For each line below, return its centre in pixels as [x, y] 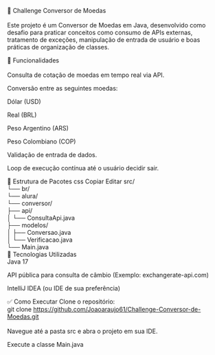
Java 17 [18, 262]
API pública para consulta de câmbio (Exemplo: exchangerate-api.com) [108, 275]
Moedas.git [23, 317]
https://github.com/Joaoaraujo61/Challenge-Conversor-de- [117, 309]
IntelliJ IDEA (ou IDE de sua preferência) [64, 288]
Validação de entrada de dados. [52, 155]
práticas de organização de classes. [58, 47]
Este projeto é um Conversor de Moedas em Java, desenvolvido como [106, 25]
